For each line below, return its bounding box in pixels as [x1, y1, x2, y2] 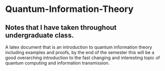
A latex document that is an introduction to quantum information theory [5, 44, 152, 50]
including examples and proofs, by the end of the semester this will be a [5, 50, 154, 55]
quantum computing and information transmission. [5, 60, 110, 66]
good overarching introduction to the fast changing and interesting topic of [5, 55, 160, 61]
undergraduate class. [5, 31, 74, 39]
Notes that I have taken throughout [5, 23, 117, 32]
